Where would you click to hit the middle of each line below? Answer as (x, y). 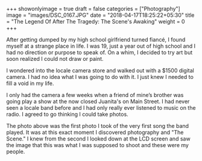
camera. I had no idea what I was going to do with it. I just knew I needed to (100, 77)
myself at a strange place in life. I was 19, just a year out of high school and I (101, 46)
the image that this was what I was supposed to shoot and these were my (97, 145)
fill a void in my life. (30, 83)
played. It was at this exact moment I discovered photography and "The (95, 132)
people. (16, 151)
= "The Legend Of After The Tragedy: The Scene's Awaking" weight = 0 (96, 21)
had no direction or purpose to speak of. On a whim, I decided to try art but (99, 52)
